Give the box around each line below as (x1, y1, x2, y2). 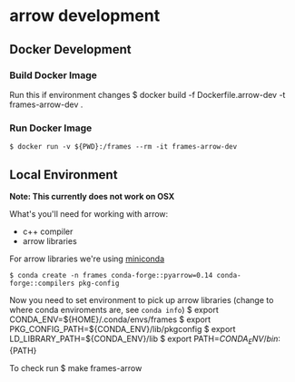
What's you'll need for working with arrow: (9, 208, 169, 219)
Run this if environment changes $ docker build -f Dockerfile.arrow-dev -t (9, 89, 286, 100)
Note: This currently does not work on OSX (9, 191, 175, 201)
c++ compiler (22, 226, 74, 237)
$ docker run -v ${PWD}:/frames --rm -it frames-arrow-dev (9, 142, 238, 152)
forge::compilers (9, 279, 75, 288)
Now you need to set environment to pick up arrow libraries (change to (9, 294, 274, 305)
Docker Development (9, 42, 132, 57)
